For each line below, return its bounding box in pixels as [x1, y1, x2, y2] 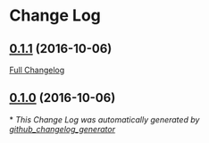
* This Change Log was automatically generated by [9, 114, 200, 125]
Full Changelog [9, 64, 65, 75]
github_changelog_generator [9, 123, 116, 134]
